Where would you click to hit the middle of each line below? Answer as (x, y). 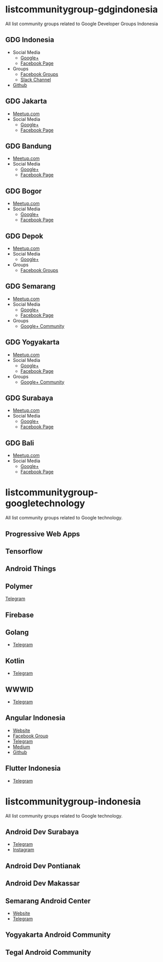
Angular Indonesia (35, 718)
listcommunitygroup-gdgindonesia (81, 10)
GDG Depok (24, 236)
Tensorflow (24, 551)
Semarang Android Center (48, 901)
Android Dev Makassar (43, 884)
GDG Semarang (30, 286)
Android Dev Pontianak (43, 866)
